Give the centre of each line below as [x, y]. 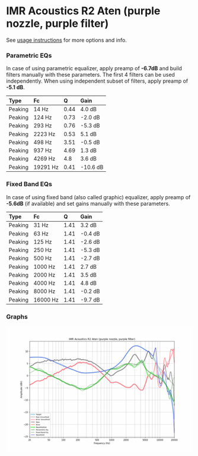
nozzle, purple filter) [58, 23]
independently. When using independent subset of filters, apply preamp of [97, 81]
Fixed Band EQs [29, 184]
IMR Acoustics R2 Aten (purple [83, 11]
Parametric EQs [29, 55]
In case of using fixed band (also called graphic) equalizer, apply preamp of [98, 197]
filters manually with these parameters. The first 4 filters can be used [90, 75]
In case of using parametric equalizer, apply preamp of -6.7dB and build [94, 68]
